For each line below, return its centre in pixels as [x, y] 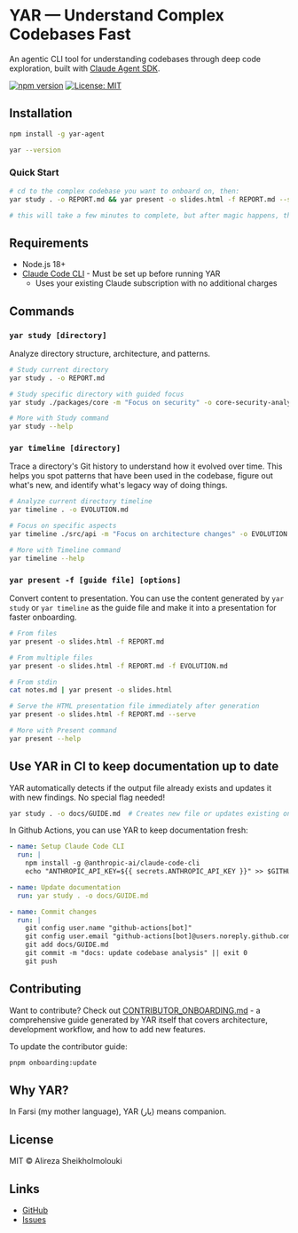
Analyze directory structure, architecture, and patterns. [110, 353]
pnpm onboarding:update [53, 1063]
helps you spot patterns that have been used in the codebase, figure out [141, 476]
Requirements [49, 243]
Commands [42, 311]
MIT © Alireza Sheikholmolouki [66, 1161]
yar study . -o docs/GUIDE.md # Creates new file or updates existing [144, 813]
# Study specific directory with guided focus [97, 394]
